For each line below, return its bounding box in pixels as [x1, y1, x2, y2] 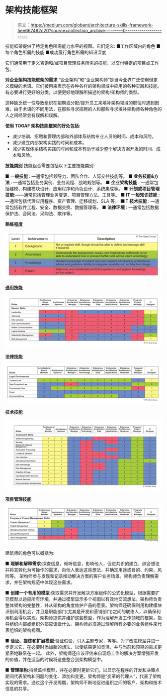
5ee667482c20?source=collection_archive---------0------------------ [17, 27, 162, 33]
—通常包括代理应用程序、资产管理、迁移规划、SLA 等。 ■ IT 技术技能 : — [5, 198, 155, 204]
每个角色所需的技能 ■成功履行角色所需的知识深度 [5, 49, 106, 55]
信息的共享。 [5, 686, 31, 692]
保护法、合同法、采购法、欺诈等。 [5, 210, 75, 217]
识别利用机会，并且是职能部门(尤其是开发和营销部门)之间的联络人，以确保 [5, 608, 157, 615]
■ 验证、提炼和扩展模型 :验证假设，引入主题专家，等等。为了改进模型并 [5, 638, 151, 644]
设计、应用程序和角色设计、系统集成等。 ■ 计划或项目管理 [39, 185, 160, 192]
